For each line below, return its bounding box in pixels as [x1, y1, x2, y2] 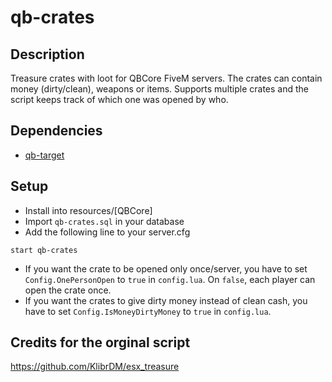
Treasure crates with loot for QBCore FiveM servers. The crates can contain [10, 72, 323, 84]
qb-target [24, 149, 65, 161]
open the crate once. [24, 284, 112, 296]
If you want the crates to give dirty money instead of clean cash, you [24, 294, 308, 306]
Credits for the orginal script [10, 334, 191, 351]
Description [10, 46, 85, 63]
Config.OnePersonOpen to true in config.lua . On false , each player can [24, 273, 316, 285]
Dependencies [10, 122, 103, 140]
